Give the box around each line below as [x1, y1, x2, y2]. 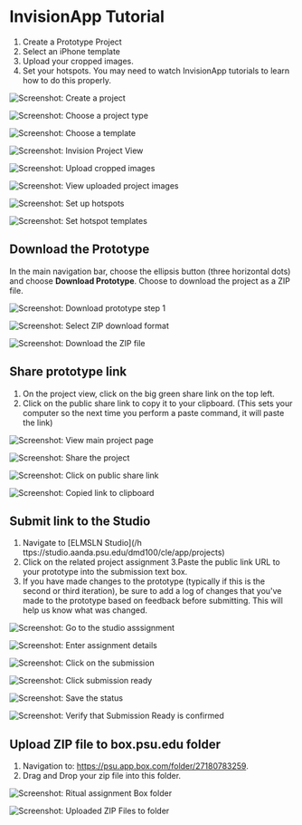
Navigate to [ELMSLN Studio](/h [22, 538, 143, 548]
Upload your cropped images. [22, 55, 134, 66]
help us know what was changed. [22, 605, 147, 616]
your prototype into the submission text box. [22, 567, 188, 577]
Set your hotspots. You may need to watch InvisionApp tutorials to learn [22, 65, 290, 76]
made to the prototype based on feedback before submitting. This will [22, 596, 283, 607]
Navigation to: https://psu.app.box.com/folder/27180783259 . [22, 761, 249, 772]
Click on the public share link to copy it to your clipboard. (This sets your [22, 397, 293, 409]
